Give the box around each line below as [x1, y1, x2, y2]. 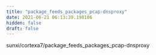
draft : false [6, 25, 39, 32]
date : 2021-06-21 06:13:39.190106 [6, 14, 93, 20]
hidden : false [6, 20, 42, 26]
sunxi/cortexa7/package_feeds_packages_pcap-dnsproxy [6, 42, 150, 49]
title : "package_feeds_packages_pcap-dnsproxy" [6, 8, 128, 15]
